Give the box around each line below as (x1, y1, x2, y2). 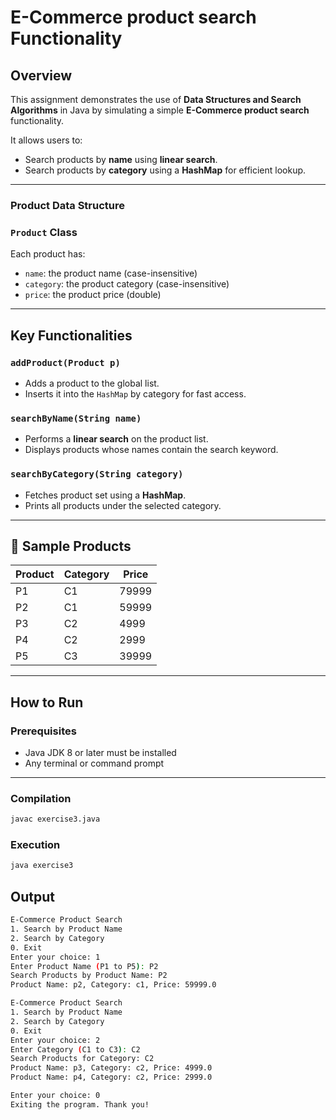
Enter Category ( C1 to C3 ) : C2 (10, 1044, 141, 1055)
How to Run (10, 694, 84, 711)
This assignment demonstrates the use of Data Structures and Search (10, 94, 302, 105)
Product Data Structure (10, 198, 125, 212)
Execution (10, 838, 61, 852)
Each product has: (10, 248, 86, 260)
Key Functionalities (10, 327, 133, 344)
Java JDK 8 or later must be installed (24, 747, 177, 758)
